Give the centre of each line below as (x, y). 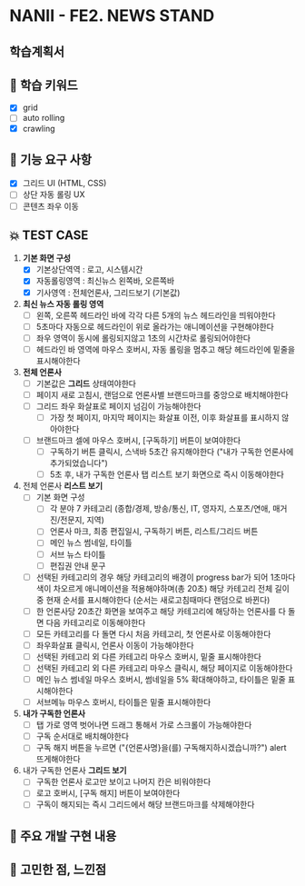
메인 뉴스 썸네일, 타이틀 (91, 543)
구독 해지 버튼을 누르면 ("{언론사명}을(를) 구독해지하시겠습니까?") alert (162, 748)
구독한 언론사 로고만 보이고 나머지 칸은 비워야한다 (123, 781)
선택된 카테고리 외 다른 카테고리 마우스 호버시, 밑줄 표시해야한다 (148, 656)
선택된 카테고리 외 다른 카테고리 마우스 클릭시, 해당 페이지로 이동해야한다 (164, 668)
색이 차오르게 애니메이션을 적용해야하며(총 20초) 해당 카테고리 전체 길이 (163, 588)
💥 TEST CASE (49, 235)
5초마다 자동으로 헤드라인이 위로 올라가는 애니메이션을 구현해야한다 (155, 326)
